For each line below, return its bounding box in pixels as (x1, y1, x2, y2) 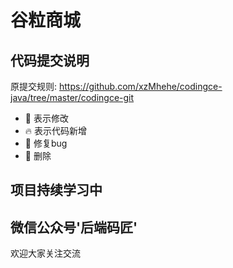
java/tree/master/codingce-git (10, 92, 135, 103)
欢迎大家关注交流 (10, 247, 81, 260)
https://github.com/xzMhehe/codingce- (58, 81, 223, 92)
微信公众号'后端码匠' (10, 219, 138, 236)
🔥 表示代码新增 (24, 125, 88, 136)
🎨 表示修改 (24, 112, 69, 124)
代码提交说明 (10, 52, 90, 69)
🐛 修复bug (24, 137, 68, 149)
